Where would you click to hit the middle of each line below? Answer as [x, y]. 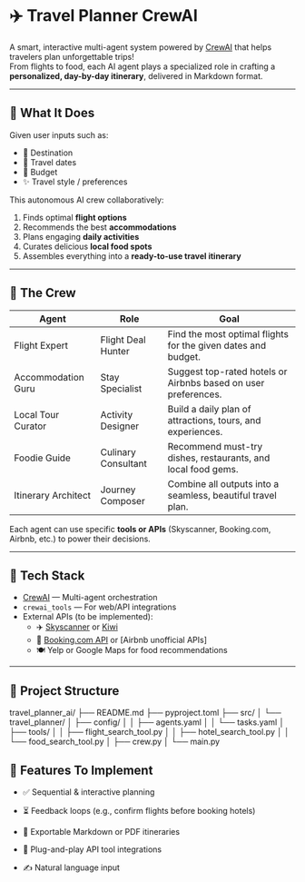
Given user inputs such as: [59, 134]
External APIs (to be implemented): [88, 617]
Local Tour [37, 414]
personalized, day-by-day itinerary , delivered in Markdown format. [136, 75]
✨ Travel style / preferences [75, 182]
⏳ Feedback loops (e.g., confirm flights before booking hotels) [139, 811]
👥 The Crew [43, 293]
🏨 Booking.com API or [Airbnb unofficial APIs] [121, 640]
